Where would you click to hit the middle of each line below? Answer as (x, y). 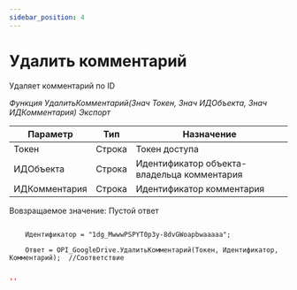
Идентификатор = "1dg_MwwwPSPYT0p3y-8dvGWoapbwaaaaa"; (128, 234)
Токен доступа (167, 149)
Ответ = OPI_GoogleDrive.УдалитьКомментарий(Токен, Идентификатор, (152, 250)
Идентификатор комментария (200, 188)
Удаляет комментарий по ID (62, 86)
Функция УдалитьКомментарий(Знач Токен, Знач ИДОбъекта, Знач (138, 103)
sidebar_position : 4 (47, 17)
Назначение (209, 134)
